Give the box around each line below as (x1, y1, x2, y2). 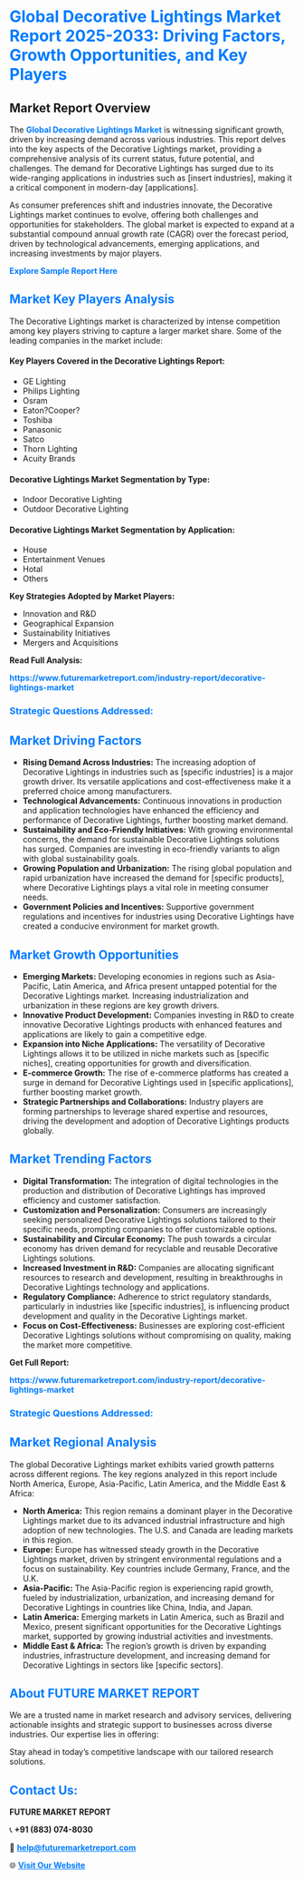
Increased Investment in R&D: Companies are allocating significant (22, 1262, 275, 1273)
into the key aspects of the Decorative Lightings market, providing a (9, 143, 262, 154)
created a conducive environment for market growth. (22, 920, 220, 931)
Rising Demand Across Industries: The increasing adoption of (22, 757, 256, 768)
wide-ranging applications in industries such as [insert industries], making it (9, 172, 292, 183)
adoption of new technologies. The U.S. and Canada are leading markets (22, 1524, 294, 1535)
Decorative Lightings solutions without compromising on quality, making (22, 1329, 292, 1340)
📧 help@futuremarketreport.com (9, 1843, 137, 1854)
